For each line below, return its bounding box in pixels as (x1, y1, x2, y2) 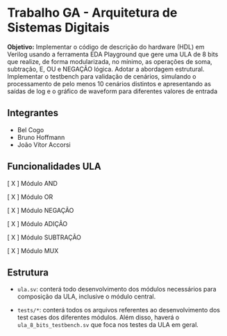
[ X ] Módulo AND (7, 179, 58, 187)
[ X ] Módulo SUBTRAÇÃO (7, 233, 82, 241)
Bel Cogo (17, 125, 44, 134)
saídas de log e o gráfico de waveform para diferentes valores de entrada (7, 87, 217, 95)
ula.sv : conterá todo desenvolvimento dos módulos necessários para (17, 285, 217, 294)
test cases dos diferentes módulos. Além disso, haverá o (17, 313, 180, 321)
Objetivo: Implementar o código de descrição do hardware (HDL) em (7, 42, 205, 51)
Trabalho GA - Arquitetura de (7, 5, 178, 21)
